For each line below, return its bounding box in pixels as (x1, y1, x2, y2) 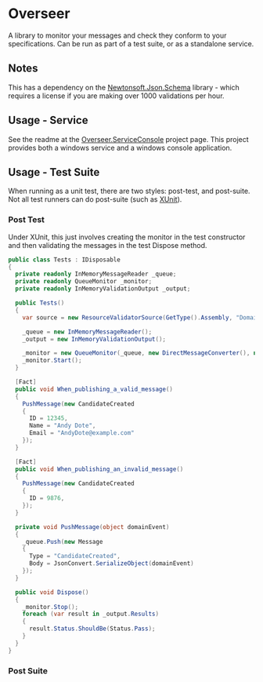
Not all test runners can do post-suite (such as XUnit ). (8, 195, 182, 204)
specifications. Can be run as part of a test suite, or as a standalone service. (8, 38, 254, 48)
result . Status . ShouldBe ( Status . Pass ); (28, 625, 156, 633)
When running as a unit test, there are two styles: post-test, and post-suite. (8, 186, 250, 196)
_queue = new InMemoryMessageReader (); (22, 327, 153, 336)
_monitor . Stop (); (22, 603, 79, 611)
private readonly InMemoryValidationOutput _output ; (15, 285, 191, 293)
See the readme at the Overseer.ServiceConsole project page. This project (8, 134, 249, 144)
